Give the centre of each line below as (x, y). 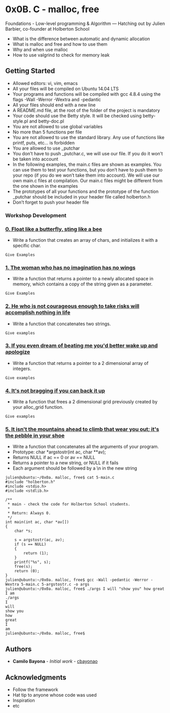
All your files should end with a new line (54, 105)
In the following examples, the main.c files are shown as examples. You (87, 164)
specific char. (27, 245)
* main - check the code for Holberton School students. (69, 504)
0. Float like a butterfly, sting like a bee (54, 229)
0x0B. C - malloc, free (52, 9)
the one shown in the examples (45, 186)
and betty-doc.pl (47, 121)
